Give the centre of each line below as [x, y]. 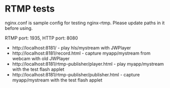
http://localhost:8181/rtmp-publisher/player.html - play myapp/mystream [88, 64]
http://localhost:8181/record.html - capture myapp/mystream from [81, 53]
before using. [19, 28]
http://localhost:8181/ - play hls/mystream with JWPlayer [71, 48]
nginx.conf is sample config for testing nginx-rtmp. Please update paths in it [85, 23]
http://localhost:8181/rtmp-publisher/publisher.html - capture [76, 74]
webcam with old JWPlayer [41, 58]
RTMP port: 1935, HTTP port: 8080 [41, 38]
